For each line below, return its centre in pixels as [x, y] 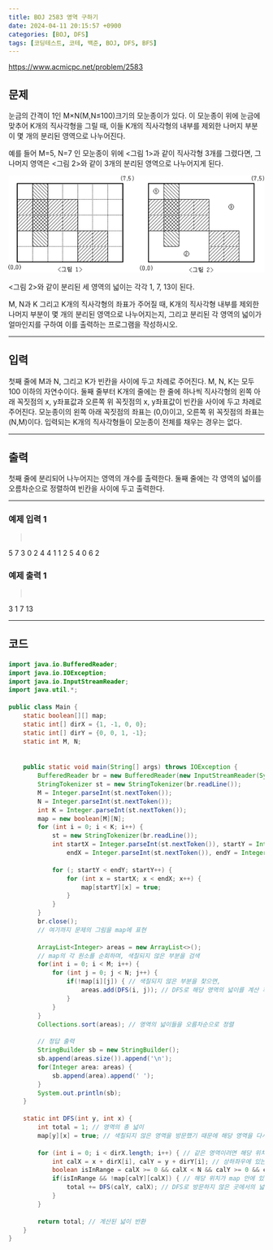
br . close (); [58, 922]
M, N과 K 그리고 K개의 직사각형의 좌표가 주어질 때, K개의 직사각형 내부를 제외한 [134, 304]
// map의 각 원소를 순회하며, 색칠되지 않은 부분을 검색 [119, 956]
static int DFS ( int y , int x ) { [78, 1119]
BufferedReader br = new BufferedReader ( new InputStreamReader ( [149, 776]
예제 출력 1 [28, 575]
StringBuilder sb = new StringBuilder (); [109, 1050]
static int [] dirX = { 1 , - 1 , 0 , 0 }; [85, 724]
